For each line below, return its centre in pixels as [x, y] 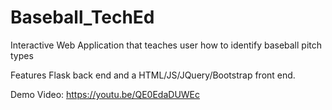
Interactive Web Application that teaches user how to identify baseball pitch [166, 45]
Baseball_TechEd [82, 17]
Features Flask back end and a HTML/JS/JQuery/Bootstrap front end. [153, 75]
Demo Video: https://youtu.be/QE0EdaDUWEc [105, 94]
